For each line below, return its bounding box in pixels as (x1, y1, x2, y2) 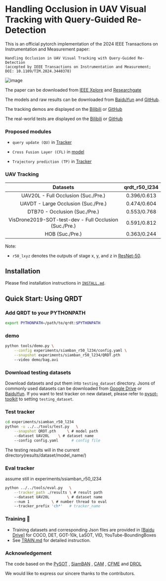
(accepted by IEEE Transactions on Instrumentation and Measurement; (5, 64, 152, 69)
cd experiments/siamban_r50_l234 (5, 420, 74, 425)
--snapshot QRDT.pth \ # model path (14, 429, 98, 434)
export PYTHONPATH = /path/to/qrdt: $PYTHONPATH (5, 321, 100, 326)
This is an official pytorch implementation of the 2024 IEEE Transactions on (5, 41, 158, 47)
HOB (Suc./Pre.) (44, 230, 83, 237)
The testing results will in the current (5, 447, 80, 453)
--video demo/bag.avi (14, 357, 58, 362)
